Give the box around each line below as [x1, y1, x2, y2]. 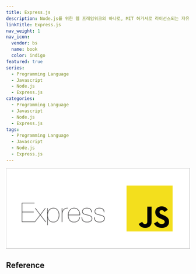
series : [6, 65, 25, 71]
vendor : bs [11, 40, 38, 46]
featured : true [6, 58, 43, 64]
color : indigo [11, 53, 45, 58]
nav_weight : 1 [6, 28, 41, 34]
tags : [6, 126, 19, 133]
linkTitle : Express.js [6, 22, 61, 27]
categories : [6, 96, 35, 102]
